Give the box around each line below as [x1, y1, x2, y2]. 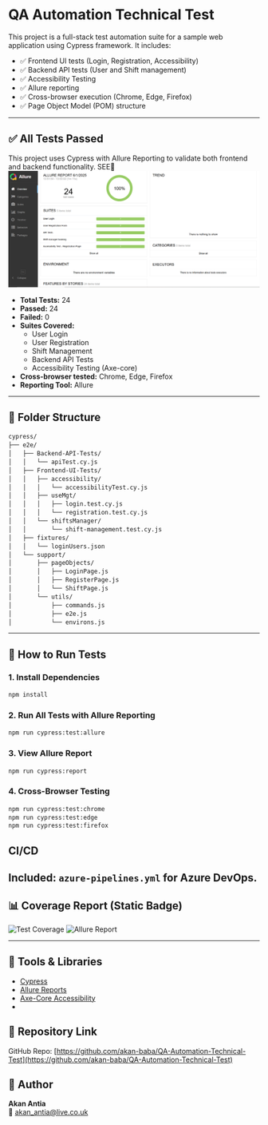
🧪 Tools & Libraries [8, 955, 103, 968]
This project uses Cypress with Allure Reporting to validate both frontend [8, 153, 248, 163]
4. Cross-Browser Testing [8, 785, 110, 797]
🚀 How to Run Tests [8, 647, 107, 661]
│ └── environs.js [8, 618, 105, 626]
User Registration [31, 337, 89, 347]
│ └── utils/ [8, 593, 73, 601]
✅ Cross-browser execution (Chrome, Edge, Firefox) [19, 92, 193, 101]
